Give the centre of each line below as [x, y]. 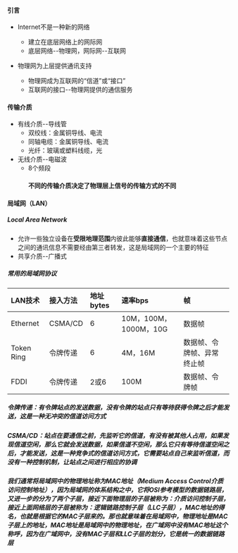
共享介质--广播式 [42, 256]
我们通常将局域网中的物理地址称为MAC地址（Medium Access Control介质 [115, 481]
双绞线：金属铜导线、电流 [65, 133]
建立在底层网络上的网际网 [65, 42]
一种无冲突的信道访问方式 [69, 416]
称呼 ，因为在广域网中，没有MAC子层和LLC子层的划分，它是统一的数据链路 [116, 534]
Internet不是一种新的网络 [54, 27]
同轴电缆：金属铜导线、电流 [68, 142]
